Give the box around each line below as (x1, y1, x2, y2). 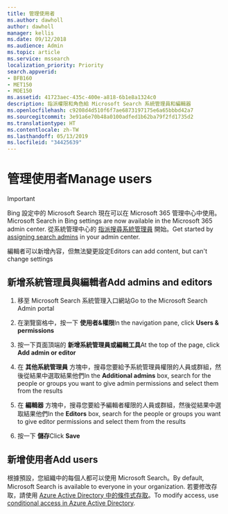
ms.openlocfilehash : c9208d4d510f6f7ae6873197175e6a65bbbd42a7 (7, 107, 194, 114)
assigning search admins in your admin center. (7, 233, 141, 241)
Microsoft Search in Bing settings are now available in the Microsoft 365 (7, 216, 213, 225)
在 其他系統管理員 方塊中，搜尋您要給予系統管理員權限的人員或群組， (17, 362, 216, 371)
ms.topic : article (7, 49, 60, 56)
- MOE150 (7, 87, 33, 94)
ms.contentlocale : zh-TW (7, 126, 79, 133)
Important (7, 195, 35, 203)
